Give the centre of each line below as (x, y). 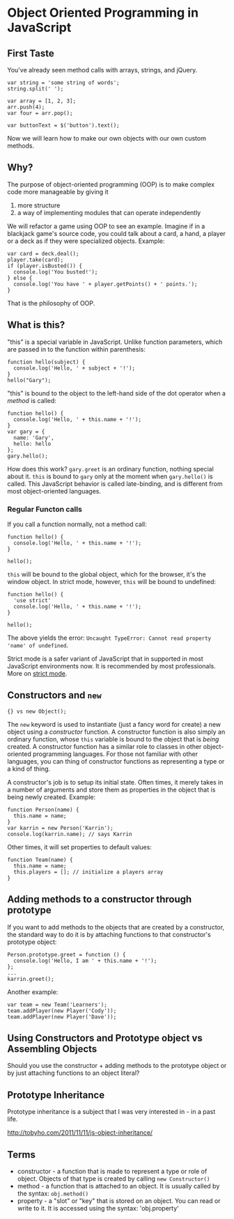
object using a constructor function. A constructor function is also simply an (116, 732)
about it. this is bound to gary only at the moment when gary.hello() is (110, 476)
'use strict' (32, 600)
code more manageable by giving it (58, 191)
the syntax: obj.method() (53, 1193)
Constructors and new (55, 695)
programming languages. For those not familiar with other (115, 754)
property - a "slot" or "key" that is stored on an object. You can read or (119, 1201)
